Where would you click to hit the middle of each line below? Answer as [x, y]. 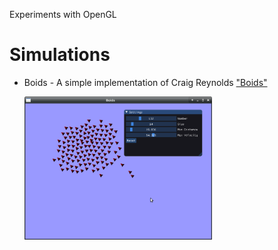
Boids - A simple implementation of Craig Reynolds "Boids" [145, 82]
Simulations [60, 55]
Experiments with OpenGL [63, 14]
